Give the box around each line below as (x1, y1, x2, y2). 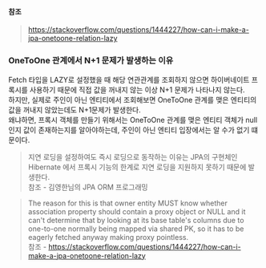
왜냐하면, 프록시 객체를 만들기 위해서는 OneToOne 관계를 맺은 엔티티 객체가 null (8, 115, 258, 124)
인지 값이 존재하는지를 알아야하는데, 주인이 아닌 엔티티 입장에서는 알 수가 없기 (8, 124, 250, 135)
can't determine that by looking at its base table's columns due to (27, 215, 244, 225)
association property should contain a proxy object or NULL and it (27, 206, 246, 216)
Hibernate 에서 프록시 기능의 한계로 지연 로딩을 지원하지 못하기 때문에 (27, 162, 247, 172)
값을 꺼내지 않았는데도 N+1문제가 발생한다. (8, 104, 142, 115)
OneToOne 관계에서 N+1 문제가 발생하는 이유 (8, 55, 174, 67)
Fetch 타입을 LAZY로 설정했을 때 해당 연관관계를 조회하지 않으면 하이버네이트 (8, 75, 250, 84)
